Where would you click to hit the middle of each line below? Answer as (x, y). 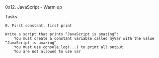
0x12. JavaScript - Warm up (34, 7)
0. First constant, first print (39, 26)
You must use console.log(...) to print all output (69, 47)
